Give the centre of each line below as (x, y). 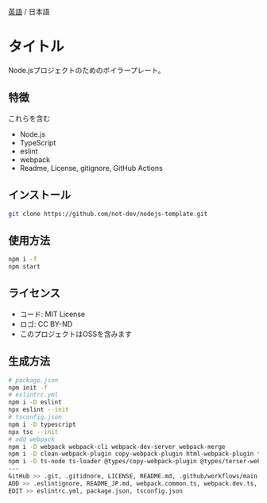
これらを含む (29, 118)
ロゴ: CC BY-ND (46, 323)
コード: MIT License (52, 314)
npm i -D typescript (43, 424)
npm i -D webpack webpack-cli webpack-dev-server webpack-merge (117, 447)
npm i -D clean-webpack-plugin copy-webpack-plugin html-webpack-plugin (131, 454)
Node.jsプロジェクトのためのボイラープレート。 (87, 70)
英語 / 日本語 (29, 12)
